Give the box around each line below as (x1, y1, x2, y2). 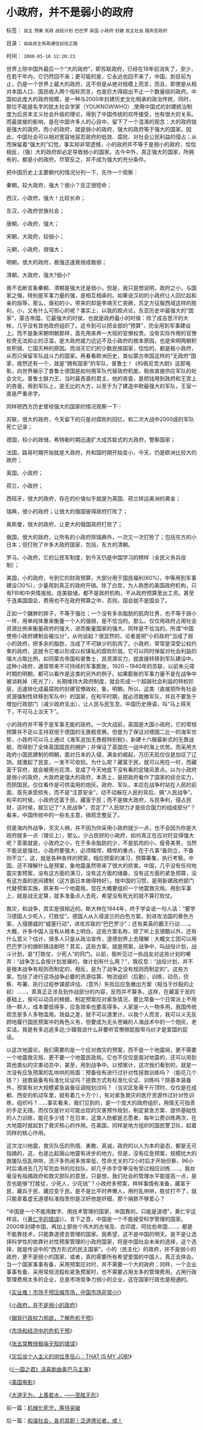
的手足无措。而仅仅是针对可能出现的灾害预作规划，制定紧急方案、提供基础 (6, 1106, 192, 1113)
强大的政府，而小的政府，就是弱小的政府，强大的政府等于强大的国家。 (11, 125, 186, 133)
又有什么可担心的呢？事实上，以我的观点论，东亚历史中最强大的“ (27, 306, 189, 314)
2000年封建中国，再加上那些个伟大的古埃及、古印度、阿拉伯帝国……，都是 (6, 1223, 193, 1230)
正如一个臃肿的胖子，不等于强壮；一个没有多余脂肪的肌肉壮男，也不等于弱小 (6, 610, 197, 617)
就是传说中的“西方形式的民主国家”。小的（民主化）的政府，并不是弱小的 (16, 1245, 196, 1252)
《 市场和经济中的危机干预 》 (6, 1327, 76, 1334)
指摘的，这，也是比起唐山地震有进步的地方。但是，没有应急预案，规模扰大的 (6, 1149, 197, 1157)
